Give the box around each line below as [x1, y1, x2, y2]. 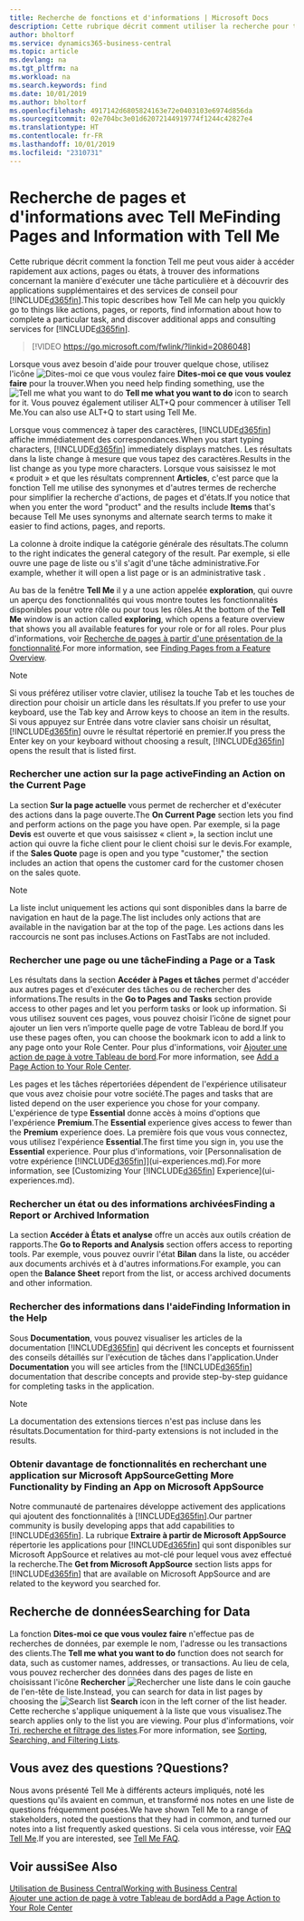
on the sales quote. [9, 867, 81, 878]
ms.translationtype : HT [9, 123, 100, 132]
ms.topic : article [9, 47, 79, 56]
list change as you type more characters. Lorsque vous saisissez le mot [9, 463, 276, 473]
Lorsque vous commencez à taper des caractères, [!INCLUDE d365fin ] [9, 424, 271, 435]
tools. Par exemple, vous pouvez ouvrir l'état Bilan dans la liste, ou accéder [9, 1249, 290, 1260]
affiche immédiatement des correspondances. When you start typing [9, 434, 264, 444]
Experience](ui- [216, 1165, 276, 1176]
